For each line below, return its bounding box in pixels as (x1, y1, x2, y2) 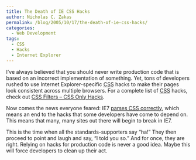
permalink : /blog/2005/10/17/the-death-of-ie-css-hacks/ (6, 19, 148, 25)
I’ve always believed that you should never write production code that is (6, 68, 180, 75)
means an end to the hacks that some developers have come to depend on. (6, 111, 188, 118)
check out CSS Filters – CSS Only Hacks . (6, 93, 105, 100)
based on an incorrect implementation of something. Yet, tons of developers (6, 74, 190, 81)
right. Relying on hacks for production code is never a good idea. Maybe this (6, 141, 191, 148)
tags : (6, 36, 19, 42)
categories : (6, 25, 35, 31)
